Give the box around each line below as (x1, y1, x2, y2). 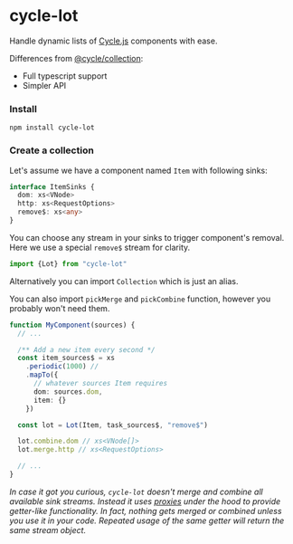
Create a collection (9, 144, 95, 157)
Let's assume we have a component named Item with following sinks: (9, 165, 269, 176)
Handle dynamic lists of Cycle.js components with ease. (9, 35, 218, 46)
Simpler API (22, 80, 67, 91)
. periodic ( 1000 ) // (25, 362, 99, 371)
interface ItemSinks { (9, 182, 95, 191)
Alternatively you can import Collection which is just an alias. (9, 275, 239, 286)
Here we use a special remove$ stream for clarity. (9, 242, 191, 253)
